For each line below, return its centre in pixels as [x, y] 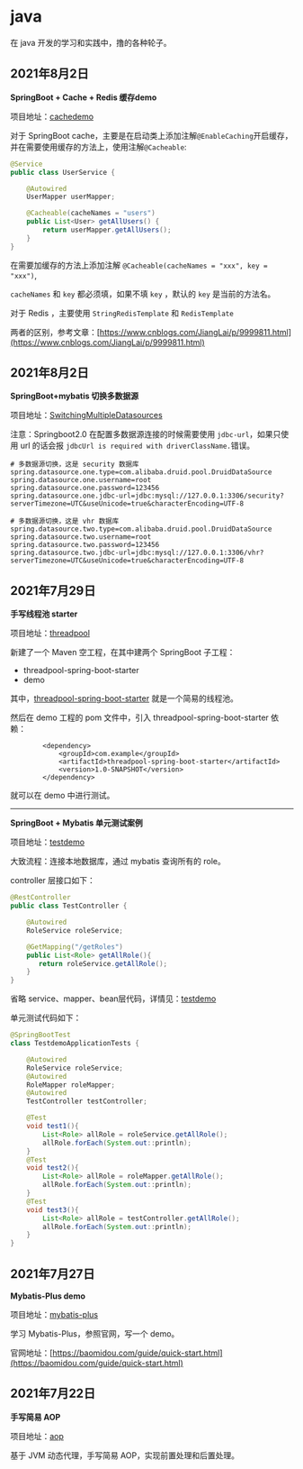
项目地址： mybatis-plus [54, 1314]
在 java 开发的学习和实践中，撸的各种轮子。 [91, 42]
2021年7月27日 [53, 1274]
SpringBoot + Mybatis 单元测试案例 [76, 823]
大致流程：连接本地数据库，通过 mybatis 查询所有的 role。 [118, 862]
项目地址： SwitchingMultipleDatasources [86, 415]
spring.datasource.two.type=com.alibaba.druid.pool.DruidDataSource [141, 529]
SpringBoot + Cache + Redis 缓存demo [84, 97]
